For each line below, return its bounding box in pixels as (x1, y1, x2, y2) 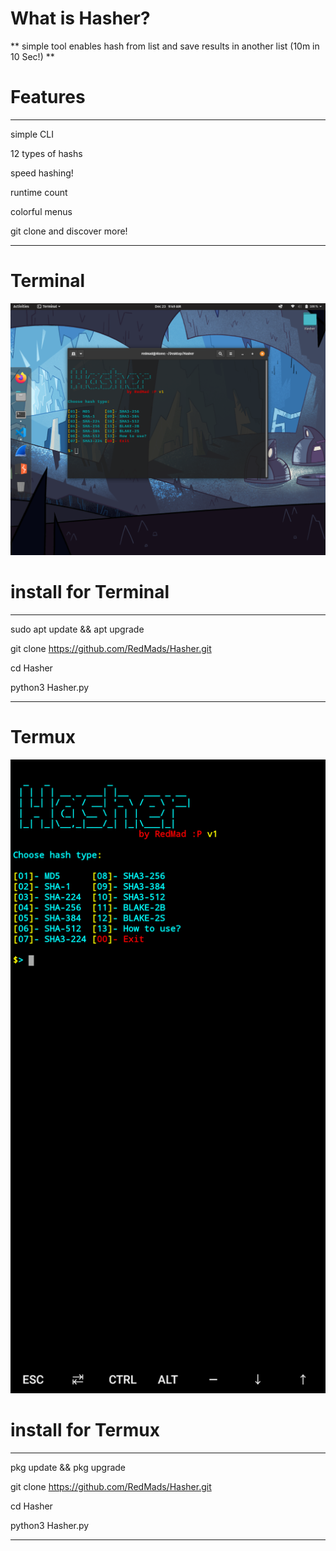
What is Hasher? (10, 7, 151, 30)
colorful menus (10, 205, 73, 217)
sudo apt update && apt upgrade (10, 623, 145, 635)
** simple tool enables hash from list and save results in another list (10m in (10, 40, 320, 52)
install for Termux (10, 1418, 160, 1441)
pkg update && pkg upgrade (10, 1461, 127, 1473)
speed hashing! (10, 167, 74, 179)
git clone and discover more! (10, 225, 128, 237)
